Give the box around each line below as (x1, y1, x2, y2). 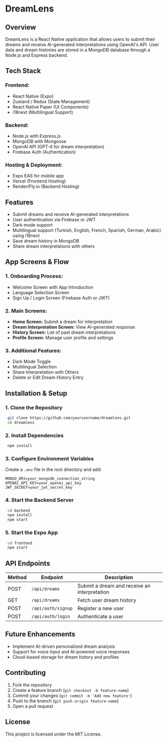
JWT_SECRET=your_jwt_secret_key (5, 485, 72, 490)
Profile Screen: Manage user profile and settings (12, 335, 113, 341)
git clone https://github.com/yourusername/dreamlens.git (7, 415, 131, 421)
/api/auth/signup (31, 606, 73, 611)
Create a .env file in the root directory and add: (5, 466, 102, 472)
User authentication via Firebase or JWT (12, 216, 96, 223)
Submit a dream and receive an (77, 582, 151, 589)
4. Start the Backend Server (5, 497, 74, 504)
